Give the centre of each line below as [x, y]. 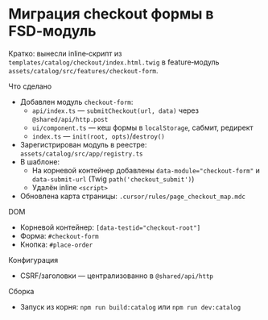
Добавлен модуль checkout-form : [76, 102]
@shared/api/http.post [70, 119]
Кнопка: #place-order [56, 244]
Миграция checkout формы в [111, 14]
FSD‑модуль [52, 31]
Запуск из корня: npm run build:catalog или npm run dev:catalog [130, 306]
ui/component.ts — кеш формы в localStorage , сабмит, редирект [142, 127]
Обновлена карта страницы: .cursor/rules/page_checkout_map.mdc [132, 196]
